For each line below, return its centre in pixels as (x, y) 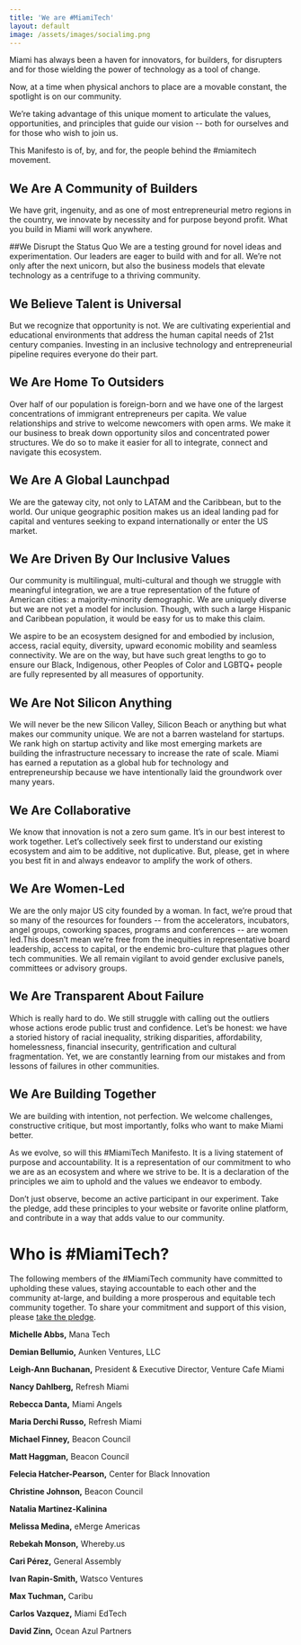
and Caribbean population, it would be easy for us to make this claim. (137, 619)
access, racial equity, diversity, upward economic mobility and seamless (143, 646)
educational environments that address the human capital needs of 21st (142, 335)
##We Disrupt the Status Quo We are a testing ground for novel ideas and (146, 247)
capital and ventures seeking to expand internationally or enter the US (139, 521)
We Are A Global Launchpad (90, 480)
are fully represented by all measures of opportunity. (106, 674)
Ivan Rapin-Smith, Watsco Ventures (76, 1579)
